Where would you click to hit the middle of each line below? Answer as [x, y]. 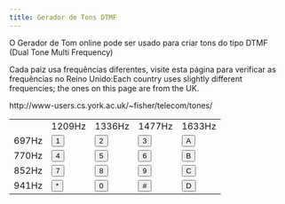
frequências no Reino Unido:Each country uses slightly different [126, 78]
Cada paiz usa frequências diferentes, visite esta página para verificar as [143, 69]
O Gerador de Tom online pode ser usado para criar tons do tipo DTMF [139, 43]
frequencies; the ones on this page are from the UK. [104, 88]
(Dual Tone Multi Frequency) [61, 52]
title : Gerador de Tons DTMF [63, 17]
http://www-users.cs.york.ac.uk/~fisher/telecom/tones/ [111, 105]
